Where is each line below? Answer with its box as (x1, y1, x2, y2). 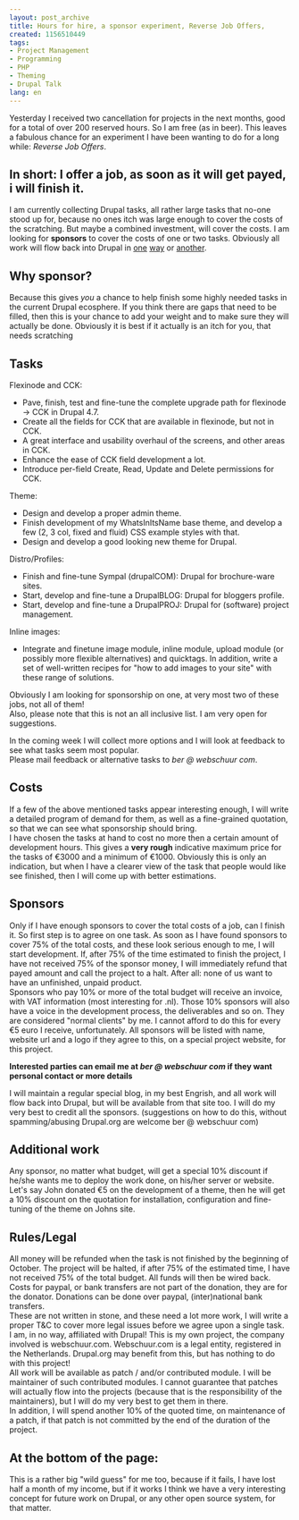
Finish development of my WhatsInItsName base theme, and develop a (21, 517, 283, 528)
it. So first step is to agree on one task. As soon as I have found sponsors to (9, 929, 287, 940)
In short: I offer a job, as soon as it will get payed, (9, 166, 287, 182)
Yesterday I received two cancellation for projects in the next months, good (9, 113, 286, 123)
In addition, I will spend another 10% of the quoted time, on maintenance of (9, 1406, 286, 1416)
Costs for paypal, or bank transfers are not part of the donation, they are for (9, 1282, 288, 1293)
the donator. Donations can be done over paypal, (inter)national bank (9, 1291, 263, 1302)
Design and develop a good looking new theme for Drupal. (21, 536, 237, 546)
